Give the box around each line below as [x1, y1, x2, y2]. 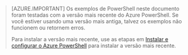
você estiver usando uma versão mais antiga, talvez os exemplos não [11, 18, 183, 25]
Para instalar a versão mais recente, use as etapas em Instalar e [11, 36, 168, 42]
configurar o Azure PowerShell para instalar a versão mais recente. [11, 42, 177, 49]
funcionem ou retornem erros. [11, 24, 86, 31]
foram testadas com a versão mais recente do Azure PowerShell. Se [11, 11, 179, 19]
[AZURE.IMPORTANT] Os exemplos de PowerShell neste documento [11, 5, 180, 12]
